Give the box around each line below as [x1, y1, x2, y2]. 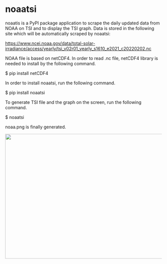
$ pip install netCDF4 [5, 70, 49, 76]
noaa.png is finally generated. [5, 124, 66, 130]
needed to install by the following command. [5, 60, 96, 66]
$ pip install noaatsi [5, 89, 45, 95]
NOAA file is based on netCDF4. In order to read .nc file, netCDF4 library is [5, 55, 158, 61]
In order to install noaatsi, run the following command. [5, 80, 116, 86]
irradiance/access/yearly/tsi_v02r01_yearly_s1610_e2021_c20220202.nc [5, 45, 152, 51]
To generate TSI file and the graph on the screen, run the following [5, 99, 142, 105]
